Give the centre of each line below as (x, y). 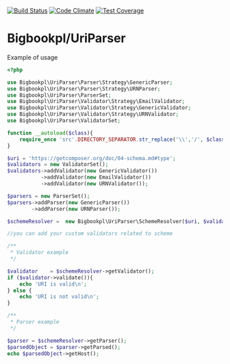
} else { (20, 291)
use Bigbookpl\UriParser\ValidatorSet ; (64, 121)
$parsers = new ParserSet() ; (49, 196)
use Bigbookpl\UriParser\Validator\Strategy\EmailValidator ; (96, 102)
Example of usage (33, 57)
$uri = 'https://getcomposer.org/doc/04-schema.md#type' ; (91, 158)
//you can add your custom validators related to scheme (90, 234)
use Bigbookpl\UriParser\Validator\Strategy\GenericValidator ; (99, 108)
